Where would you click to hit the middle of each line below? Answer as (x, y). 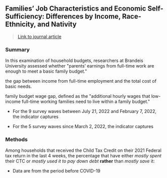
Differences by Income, (83, 16)
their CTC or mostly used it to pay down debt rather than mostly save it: (80, 161)
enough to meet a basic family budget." (46, 71)
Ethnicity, (21, 24)
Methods (16, 140)
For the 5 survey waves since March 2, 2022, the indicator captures (83, 127)
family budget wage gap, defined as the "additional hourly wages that (78, 96)
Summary (18, 49)
